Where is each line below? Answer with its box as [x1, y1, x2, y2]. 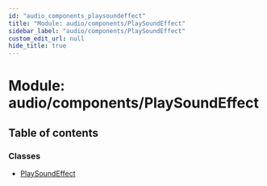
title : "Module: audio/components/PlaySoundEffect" [8, 19, 186, 27]
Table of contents [8, 126, 98, 140]
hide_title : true [8, 42, 67, 50]
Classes [8, 150, 41, 162]
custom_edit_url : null [8, 34, 85, 43]
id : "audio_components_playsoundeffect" [8, 11, 147, 20]
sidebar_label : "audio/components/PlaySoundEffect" [8, 27, 186, 35]
